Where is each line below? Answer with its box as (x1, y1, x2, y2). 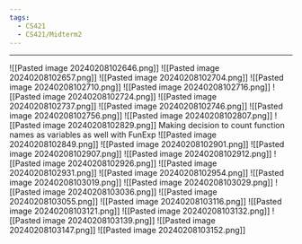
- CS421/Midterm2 (17, 30, 83, 39)
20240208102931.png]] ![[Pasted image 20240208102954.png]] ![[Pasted (9, 168, 285, 179)
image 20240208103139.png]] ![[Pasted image (42, 215, 216, 226)
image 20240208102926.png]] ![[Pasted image (42, 158, 218, 169)
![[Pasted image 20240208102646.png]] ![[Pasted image (9, 63, 220, 74)
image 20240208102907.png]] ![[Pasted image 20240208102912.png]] (9, 149, 272, 160)
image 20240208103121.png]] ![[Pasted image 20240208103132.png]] (9, 205, 271, 216)
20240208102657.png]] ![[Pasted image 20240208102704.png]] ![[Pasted (9, 73, 285, 83)
